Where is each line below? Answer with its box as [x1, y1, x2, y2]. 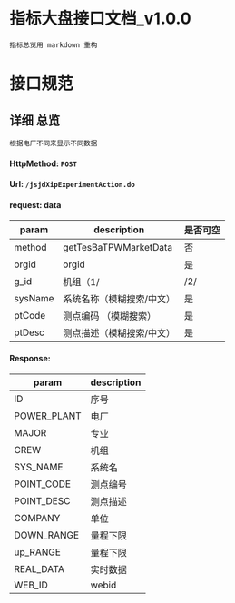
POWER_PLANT [14, 410, 82, 422]
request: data [9, 199, 62, 210]
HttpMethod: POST [9, 158, 77, 169]
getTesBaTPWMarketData [63, 242, 173, 254]
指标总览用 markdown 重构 [9, 40, 98, 50]
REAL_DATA [14, 562, 65, 575]
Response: [9, 352, 52, 363]
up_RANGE [14, 546, 62, 559]
